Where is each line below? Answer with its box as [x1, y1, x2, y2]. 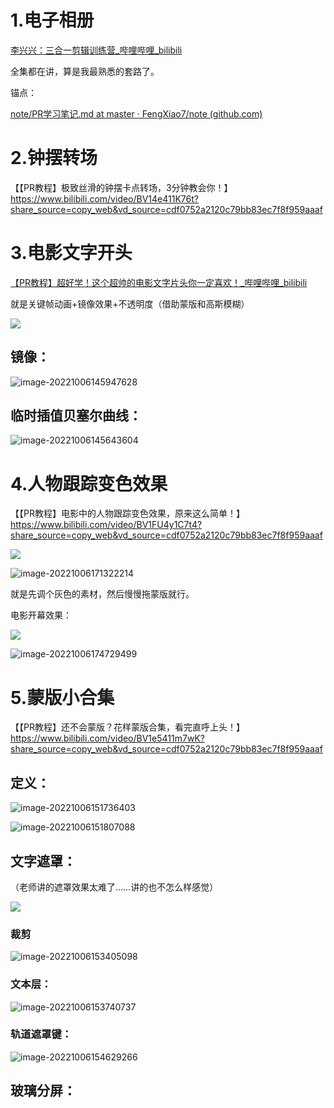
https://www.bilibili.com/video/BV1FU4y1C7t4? [10, 519, 203, 531]
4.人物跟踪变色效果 [10, 472, 168, 495]
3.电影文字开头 [10, 242, 133, 265]
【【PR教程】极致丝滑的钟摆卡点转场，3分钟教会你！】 [10, 181, 233, 193]
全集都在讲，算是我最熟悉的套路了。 [10, 65, 160, 77]
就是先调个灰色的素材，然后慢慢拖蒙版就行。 [10, 588, 195, 600]
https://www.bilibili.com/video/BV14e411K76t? [10, 192, 199, 205]
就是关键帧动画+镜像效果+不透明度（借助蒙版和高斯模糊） [10, 297, 250, 310]
